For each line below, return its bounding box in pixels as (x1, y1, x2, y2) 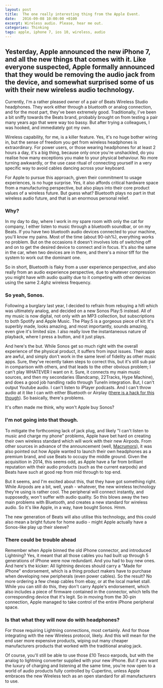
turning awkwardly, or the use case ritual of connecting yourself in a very (5, 160, 152, 166)
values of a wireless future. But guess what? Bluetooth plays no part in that (5, 190, 155, 196)
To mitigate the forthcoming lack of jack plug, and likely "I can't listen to (5, 428, 149, 433)
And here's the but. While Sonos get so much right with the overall (5, 343, 138, 349)
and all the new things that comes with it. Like (5, 56, 146, 64)
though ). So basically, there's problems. (5, 395, 85, 401)
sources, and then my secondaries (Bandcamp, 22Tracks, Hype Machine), (5, 374, 154, 380)
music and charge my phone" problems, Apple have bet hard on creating (5, 433, 151, 439)
